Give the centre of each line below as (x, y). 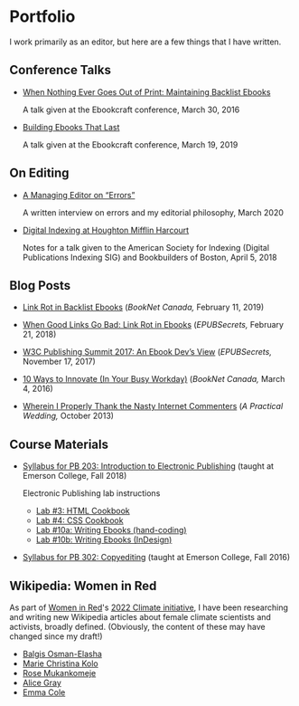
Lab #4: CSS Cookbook (79, 520)
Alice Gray (42, 682)
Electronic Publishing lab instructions (91, 493)
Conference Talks (60, 70)
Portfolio (42, 17)
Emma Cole (44, 692)
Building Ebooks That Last (71, 127)
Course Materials (59, 444)
